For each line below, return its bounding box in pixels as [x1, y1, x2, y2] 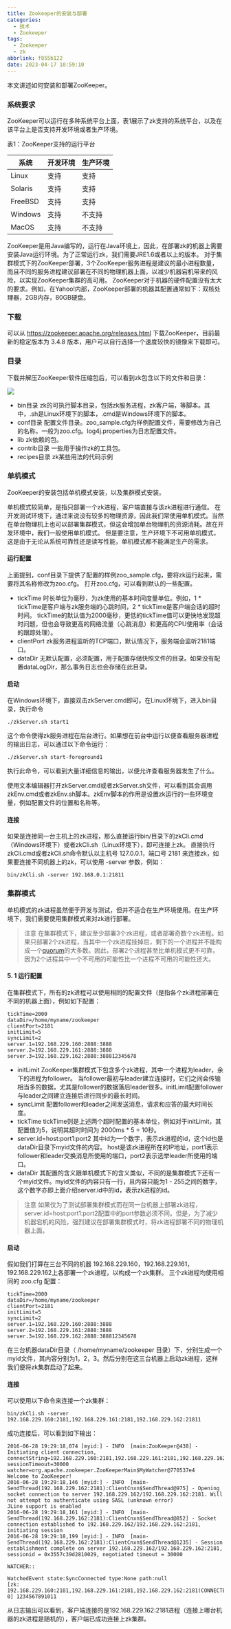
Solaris [10, 184, 33, 193]
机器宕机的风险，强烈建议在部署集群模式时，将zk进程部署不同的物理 [23, 1217, 218, 1226]
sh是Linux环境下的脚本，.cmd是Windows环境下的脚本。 [30, 410, 190, 418]
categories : [7, 16, 41, 23]
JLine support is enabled [7, 1503, 81, 1510]
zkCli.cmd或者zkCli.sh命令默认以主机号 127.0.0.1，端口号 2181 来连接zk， [7, 850, 213, 858]
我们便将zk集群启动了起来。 [7, 1363, 87, 1371]
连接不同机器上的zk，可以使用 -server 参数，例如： [19, 858, 165, 866]
